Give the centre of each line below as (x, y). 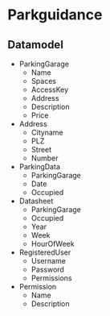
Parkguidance (55, 15)
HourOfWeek (53, 244)
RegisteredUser (45, 252)
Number (45, 158)
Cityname (47, 132)
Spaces (44, 81)
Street (41, 150)
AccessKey (50, 89)
